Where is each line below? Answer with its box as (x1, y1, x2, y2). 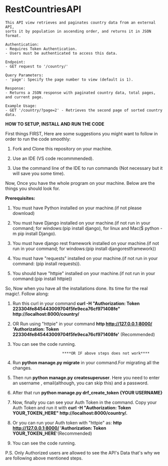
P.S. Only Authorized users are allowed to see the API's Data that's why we (5, 449, 160, 455)
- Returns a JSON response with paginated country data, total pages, (5, 90, 156, 95)
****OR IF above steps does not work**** (62, 351, 150, 356)
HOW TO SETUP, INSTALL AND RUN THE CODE (5, 121, 104, 127)
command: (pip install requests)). (12, 261, 81, 267)
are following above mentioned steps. (5, 455, 83, 461)
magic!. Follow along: (5, 291, 49, 297)
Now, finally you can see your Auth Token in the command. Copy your (12, 399, 157, 405)
